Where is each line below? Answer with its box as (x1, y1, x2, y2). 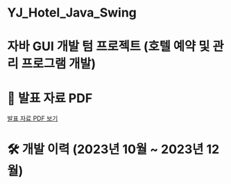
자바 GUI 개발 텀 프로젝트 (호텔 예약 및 (7, 39, 210, 55)
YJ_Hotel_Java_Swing (7, 5, 137, 21)
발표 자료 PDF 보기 (7, 114, 58, 122)
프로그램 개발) (21, 56, 96, 72)
